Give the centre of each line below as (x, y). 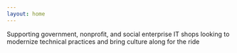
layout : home (26, 14)
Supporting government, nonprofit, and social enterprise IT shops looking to (118, 34)
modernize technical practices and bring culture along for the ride (103, 41)
